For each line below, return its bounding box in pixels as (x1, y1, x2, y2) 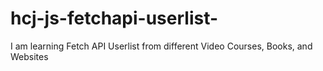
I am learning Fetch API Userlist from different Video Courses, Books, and (10, 40, 313, 52)
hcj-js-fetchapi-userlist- (10, 7, 219, 30)
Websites (10, 50, 49, 62)
